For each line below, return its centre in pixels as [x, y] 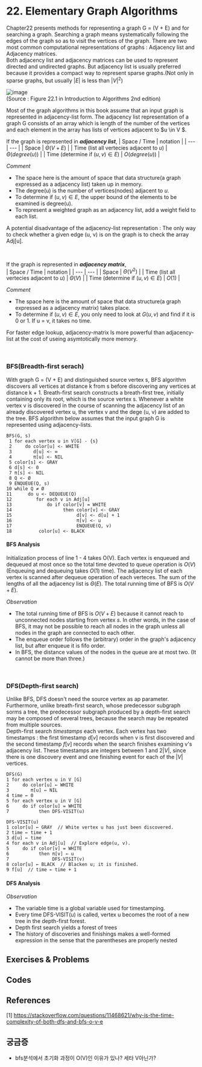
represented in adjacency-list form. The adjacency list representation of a [97, 117]
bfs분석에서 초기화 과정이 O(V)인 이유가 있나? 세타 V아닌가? [86, 1058]
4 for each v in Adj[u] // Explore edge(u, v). [68, 843]
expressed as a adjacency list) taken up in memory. [79, 184]
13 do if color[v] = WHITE [56, 504]
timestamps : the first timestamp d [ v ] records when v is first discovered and [100, 738]
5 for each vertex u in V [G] [44, 801]
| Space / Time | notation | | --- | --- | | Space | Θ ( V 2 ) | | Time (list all [91, 271]
